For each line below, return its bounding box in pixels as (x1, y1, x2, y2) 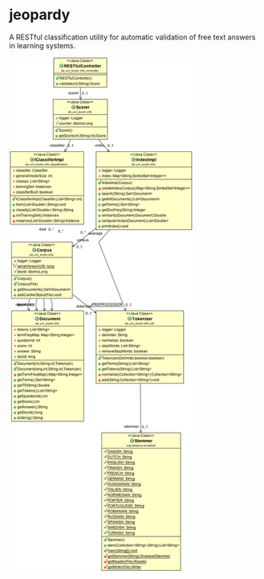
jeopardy (9, 6, 71, 24)
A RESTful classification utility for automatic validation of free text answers (9, 32, 256, 42)
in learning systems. (9, 40, 76, 50)
